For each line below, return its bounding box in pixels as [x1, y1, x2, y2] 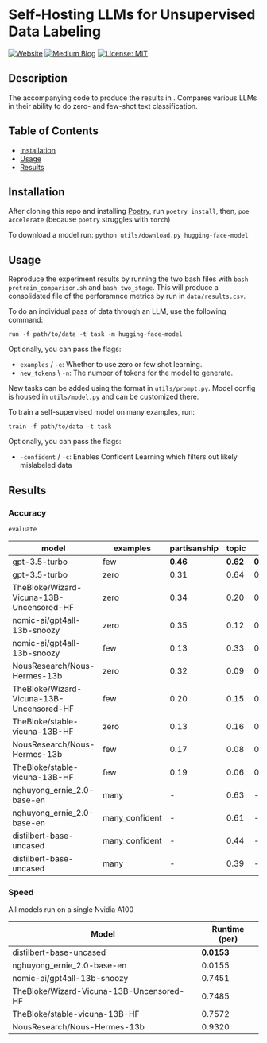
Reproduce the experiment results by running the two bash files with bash [8, 274, 249, 284]
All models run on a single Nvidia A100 [8, 905, 133, 914]
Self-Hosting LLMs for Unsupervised [8, 6, 256, 24]
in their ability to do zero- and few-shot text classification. [8, 101, 198, 110]
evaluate [8, 525, 37, 533]
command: [8, 315, 44, 325]
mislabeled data [19, 461, 72, 470]
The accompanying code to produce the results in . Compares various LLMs [8, 93, 257, 102]
